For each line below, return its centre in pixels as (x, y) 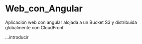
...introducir (17, 37)
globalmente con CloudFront (34, 27)
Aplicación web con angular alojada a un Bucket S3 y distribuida (71, 22)
